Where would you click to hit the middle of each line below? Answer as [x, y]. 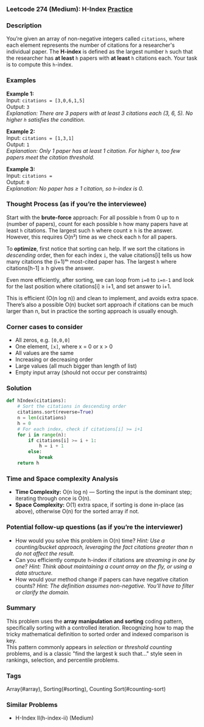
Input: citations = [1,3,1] [40, 138]
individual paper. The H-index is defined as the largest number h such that [100, 52]
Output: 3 [18, 107]
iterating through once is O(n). [53, 499]
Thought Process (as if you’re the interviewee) [77, 204]
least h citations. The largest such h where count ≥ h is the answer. [90, 230]
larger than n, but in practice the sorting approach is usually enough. [92, 311]
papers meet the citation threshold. [51, 157]
